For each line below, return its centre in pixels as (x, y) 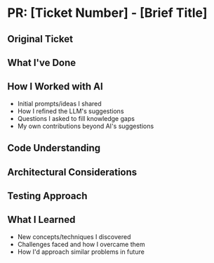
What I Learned (41, 220)
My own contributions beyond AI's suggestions (86, 126)
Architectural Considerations (72, 172)
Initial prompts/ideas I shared (59, 103)
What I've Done (42, 62)
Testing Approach (47, 196)
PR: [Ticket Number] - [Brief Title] (107, 13)
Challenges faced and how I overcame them (81, 244)
